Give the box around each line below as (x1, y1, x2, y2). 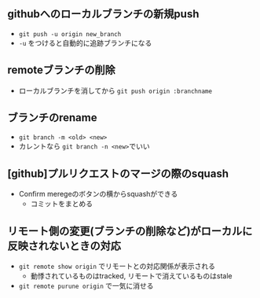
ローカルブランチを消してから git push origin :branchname (18, 86, 213, 95)
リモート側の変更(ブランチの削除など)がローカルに (7, 224, 253, 237)
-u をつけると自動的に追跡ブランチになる (18, 38, 152, 47)
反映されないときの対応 (7, 239, 121, 252)
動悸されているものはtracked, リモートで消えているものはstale (30, 271, 233, 281)
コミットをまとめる (30, 199, 93, 208)
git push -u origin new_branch (18, 30, 122, 38)
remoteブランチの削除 (7, 64, 115, 77)
